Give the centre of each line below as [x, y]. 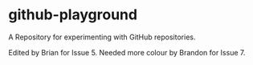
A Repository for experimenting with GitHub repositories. [102, 37]
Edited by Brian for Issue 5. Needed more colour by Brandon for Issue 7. [127, 52]
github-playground [73, 15]
